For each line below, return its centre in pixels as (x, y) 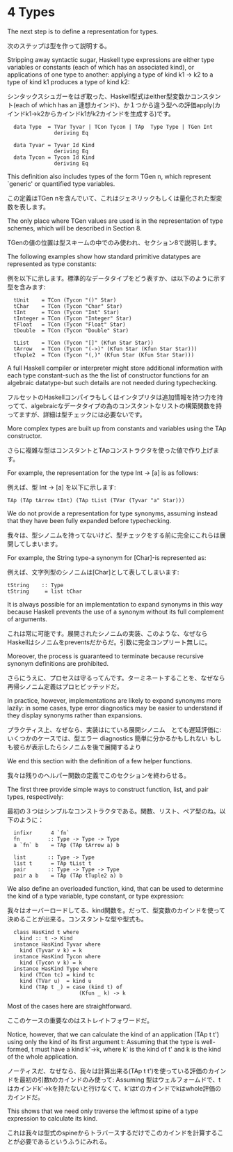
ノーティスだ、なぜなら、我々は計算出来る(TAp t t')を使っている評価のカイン (117, 1071)
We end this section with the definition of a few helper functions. (100, 761)
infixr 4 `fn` (42, 833)
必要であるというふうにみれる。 (65, 1141)
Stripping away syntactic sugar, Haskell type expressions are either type (111, 59)
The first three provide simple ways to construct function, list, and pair (108, 789)
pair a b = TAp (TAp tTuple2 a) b (68, 875)
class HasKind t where (46, 932)
